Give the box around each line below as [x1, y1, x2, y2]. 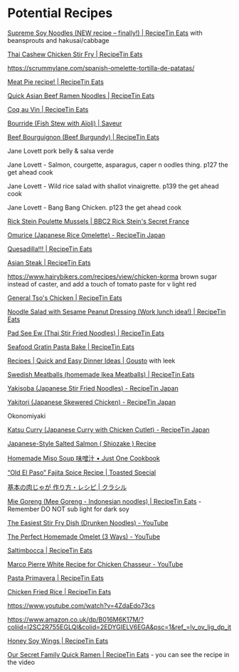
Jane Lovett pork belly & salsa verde [7, 146, 114, 155]
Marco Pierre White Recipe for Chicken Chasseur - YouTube [7, 559, 184, 568]
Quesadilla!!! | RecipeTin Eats [7, 244, 92, 253]
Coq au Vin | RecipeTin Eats [7, 105, 89, 113]
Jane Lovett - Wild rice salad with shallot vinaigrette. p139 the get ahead [7, 182, 219, 190]
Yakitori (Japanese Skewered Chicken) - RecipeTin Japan [7, 398, 176, 406]
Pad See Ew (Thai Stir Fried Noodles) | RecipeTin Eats [7, 329, 165, 337]
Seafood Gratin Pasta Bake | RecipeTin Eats [7, 342, 135, 351]
